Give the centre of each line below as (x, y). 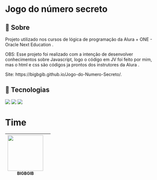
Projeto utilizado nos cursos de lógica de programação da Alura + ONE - (79, 39)
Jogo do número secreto (56, 9)
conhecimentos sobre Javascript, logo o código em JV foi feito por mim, (78, 60)
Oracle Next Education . (29, 45)
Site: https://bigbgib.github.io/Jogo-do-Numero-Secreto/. (63, 74)
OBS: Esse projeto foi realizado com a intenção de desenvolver (69, 54)
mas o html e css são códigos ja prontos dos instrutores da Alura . (72, 65)
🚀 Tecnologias (27, 90)
